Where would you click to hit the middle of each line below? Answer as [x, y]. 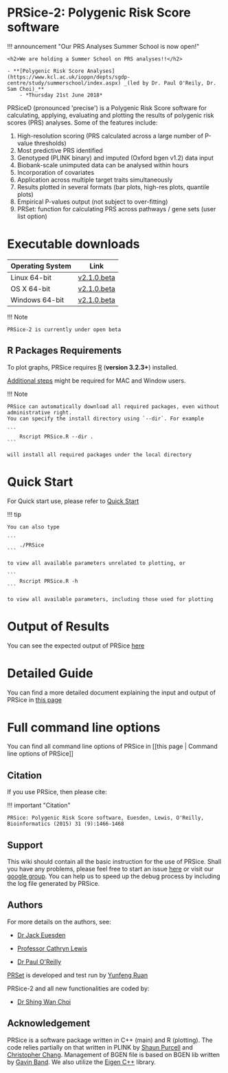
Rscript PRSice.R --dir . [57, 436]
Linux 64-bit [31, 277]
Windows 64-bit [37, 299]
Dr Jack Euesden [41, 935]
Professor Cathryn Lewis [52, 948]
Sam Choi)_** [26, 89]
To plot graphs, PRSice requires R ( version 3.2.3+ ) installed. [93, 367]
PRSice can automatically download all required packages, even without [113, 406]
